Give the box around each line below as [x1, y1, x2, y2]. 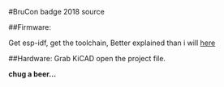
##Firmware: [8, 23, 51, 31]
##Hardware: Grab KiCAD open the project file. [8, 54, 166, 63]
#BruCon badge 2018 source [8, 7, 106, 16]
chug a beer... [8, 69, 57, 79]
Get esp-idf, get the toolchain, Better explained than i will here [8, 38, 216, 48]
